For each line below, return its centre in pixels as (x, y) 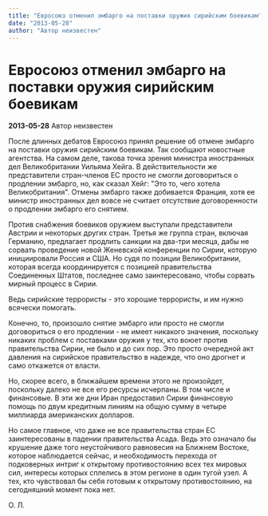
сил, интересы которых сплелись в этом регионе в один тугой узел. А (128, 473)
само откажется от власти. (55, 366)
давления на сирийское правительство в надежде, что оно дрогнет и (127, 357)
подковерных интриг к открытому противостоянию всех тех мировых (128, 464)
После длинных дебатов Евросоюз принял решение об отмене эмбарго (131, 141)
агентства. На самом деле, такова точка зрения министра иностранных (131, 158)
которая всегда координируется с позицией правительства (110, 267)
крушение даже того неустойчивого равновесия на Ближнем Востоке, (129, 447)
